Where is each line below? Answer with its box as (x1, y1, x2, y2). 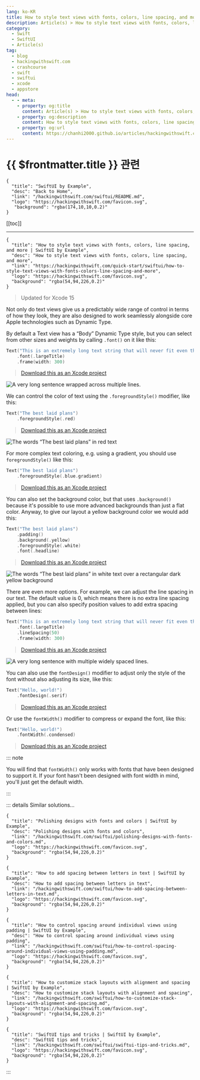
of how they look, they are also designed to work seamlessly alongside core (6, 312, 192, 319)
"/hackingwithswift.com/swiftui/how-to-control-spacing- (32, 943, 177, 950)
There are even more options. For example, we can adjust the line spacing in (6, 588, 193, 595)
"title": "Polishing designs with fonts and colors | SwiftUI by (11, 818, 177, 825)
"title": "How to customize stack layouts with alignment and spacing (11, 980, 190, 986)
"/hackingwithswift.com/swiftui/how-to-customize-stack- (32, 995, 177, 1001)
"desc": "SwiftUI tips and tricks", (11, 1037, 102, 1043)
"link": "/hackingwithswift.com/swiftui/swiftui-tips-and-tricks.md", (11, 1042, 190, 1048)
